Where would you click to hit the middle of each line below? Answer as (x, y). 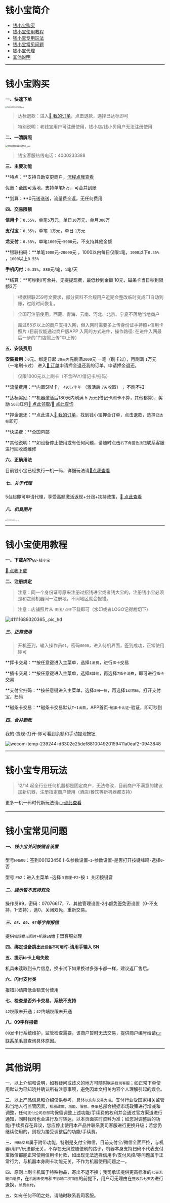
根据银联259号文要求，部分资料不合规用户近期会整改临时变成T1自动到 (91, 297)
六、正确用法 (18, 460)
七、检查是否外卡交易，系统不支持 (41, 1001)
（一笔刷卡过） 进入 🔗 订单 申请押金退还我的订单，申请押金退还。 (72, 365)
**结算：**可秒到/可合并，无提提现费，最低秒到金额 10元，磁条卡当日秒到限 (84, 280)
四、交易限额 (18, 209)
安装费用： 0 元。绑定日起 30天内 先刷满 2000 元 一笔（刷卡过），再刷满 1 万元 (81, 359)
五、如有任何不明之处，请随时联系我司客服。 (52, 1195)
